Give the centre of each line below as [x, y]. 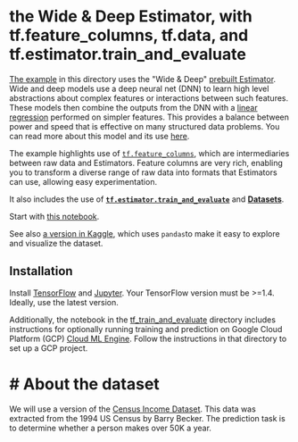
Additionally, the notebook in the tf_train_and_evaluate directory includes [143, 320]
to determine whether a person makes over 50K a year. [111, 428]
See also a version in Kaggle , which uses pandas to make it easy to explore [145, 233]
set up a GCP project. [49, 348]
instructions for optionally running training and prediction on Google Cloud [146, 329]
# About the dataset [85, 384]
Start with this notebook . [54, 216]
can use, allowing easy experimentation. [83, 181]
